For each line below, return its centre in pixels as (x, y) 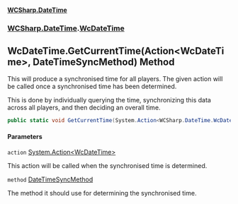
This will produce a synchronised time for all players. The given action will (115, 79)
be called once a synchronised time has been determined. (92, 86)
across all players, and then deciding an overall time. (84, 108)
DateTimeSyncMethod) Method (104, 62)
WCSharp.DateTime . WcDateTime (66, 28)
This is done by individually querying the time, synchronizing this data (109, 100)
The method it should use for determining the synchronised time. (102, 193)
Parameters (25, 136)
